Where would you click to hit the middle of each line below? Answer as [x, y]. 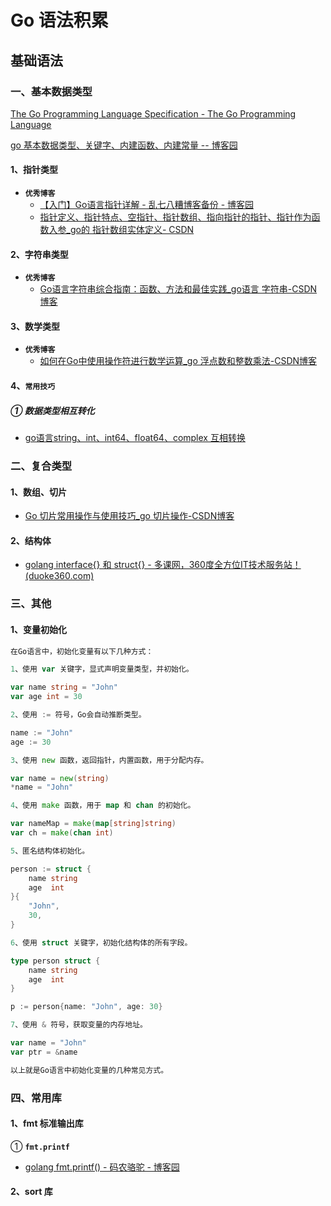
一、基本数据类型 [51, 91]
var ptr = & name [44, 1052]
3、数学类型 [35, 326]
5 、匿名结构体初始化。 [50, 851]
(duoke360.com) [59, 576]
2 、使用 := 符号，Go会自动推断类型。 [78, 715]
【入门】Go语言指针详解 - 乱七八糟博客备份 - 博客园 [147, 205]
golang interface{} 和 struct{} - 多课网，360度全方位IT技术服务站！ [163, 565]
